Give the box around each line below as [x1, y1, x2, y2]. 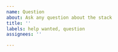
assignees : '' [6, 31, 42, 37]
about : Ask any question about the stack [6, 15, 113, 21]
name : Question [6, 8, 45, 15]
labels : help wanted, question [6, 25, 85, 32]
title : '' [6, 20, 31, 26]
